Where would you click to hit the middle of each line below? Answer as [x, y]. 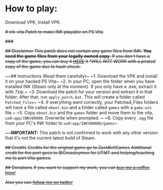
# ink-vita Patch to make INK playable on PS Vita [54, 32]
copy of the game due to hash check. [43, 66]
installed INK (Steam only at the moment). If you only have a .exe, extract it [81, 86]
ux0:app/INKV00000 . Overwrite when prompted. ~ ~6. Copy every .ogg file [79, 118]
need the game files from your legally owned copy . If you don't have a [78, 56]
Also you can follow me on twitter [39, 182]
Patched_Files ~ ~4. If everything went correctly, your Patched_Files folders [82, 102]
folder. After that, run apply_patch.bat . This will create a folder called [75, 97]
